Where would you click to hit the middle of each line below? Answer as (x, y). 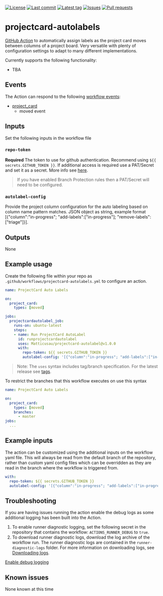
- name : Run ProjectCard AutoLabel (50, 335)
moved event (32, 111)
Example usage (29, 264)
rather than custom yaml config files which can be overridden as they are (78, 463)
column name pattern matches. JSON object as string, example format (75, 212)
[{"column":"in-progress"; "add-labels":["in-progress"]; (61, 217)
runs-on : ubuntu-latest (38, 326)
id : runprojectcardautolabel (47, 339)
